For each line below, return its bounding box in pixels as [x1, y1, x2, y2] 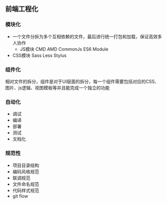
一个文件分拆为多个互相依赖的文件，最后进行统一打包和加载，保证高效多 [12, 33, 162, 39]
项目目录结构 [12, 162, 39, 168]
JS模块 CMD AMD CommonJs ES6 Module [20, 46, 109, 52]
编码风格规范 [12, 168, 39, 174]
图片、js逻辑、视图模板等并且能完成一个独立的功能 [5, 84, 110, 90]
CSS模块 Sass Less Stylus [12, 52, 67, 58]
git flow [12, 193, 29, 199]
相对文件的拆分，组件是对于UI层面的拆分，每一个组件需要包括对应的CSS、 [5, 78, 159, 84]
